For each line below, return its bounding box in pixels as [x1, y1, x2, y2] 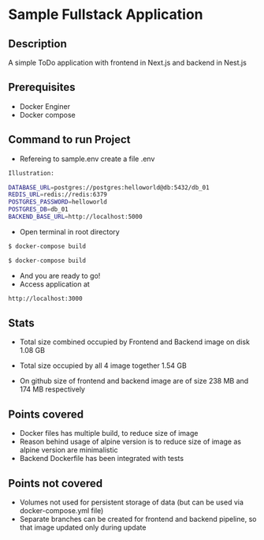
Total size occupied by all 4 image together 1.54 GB [19, 361, 187, 370]
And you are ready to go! [19, 271, 101, 280]
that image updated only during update [19, 523, 147, 532]
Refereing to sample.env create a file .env [19, 154, 155, 163]
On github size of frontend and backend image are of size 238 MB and [19, 377, 249, 386]
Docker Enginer [19, 101, 71, 111]
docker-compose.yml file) [19, 505, 104, 515]
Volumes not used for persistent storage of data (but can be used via [19, 497, 244, 507]
